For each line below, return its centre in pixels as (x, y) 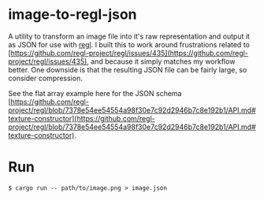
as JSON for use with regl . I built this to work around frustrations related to (129, 44)
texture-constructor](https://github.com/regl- (82, 118)
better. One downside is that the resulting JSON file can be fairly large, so (128, 69)
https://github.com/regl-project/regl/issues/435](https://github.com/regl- (129, 53)
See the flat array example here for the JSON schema (95, 93)
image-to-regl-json (73, 15)
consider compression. (45, 78)
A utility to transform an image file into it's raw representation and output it (129, 36)
